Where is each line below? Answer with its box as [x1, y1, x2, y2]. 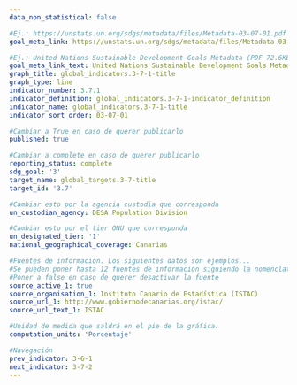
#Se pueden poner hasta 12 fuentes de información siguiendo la [9, 265, 251, 273]
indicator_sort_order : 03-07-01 [9, 111, 128, 119]
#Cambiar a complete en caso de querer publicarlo [9, 151, 200, 160]
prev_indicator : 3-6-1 [9, 354, 93, 363]
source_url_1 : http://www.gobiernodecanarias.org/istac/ [9, 297, 224, 306]
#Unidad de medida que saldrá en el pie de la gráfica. [9, 322, 219, 331]
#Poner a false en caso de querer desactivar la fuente [9, 273, 219, 281]
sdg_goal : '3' [9, 167, 62, 176]
